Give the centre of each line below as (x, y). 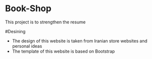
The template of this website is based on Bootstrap (63, 51)
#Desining (15, 31)
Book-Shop (28, 9)
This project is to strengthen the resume (45, 22)
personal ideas (27, 46)
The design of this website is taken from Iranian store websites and (80, 41)
